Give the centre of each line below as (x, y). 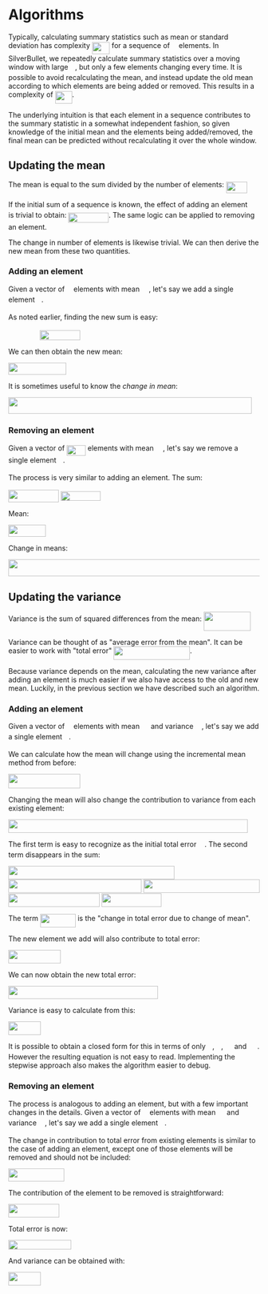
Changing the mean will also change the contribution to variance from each (132, 800)
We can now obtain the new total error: (72, 975)
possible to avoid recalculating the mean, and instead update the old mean (131, 78)
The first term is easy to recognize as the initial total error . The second (128, 844)
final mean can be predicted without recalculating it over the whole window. (133, 140)
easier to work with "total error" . (100, 651)
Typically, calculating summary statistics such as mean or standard (118, 37)
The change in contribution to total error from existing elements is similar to (132, 1140)
